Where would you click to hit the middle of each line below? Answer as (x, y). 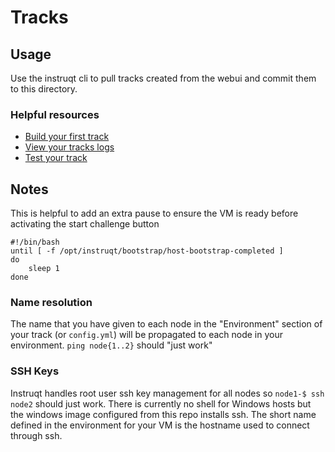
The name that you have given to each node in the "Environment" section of (166, 324)
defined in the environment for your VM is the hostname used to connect (160, 425)
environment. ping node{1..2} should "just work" (111, 345)
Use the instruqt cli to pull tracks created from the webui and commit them (163, 78)
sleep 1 (44, 269)
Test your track (56, 158)
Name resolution (51, 303)
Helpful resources (55, 114)
